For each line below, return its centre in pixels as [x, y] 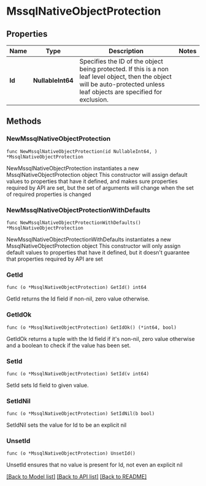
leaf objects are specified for [121, 92]
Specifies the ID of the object [121, 61]
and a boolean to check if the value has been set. [69, 345]
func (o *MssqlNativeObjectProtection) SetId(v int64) [78, 374]
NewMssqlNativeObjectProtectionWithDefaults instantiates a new [89, 239]
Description [126, 51]
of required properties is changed [49, 194]
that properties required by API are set [55, 259]
